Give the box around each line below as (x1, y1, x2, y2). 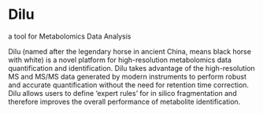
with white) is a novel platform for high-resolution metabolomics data (8, 55, 232, 64)
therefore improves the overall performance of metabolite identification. (8, 97, 241, 106)
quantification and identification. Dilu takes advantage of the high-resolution (8, 63, 256, 72)
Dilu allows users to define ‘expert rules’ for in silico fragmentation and (8, 88, 238, 97)
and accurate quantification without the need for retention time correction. (8, 80, 250, 90)
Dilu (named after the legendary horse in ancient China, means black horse (8, 46, 252, 56)
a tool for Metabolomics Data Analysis (8, 31, 131, 41)
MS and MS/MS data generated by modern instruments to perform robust (8, 72, 246, 81)
